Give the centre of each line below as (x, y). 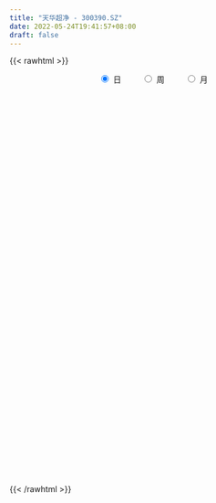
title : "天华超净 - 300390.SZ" (66, 18)
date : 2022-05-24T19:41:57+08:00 (73, 26)
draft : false (34, 35)
